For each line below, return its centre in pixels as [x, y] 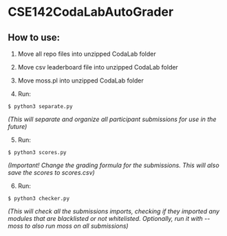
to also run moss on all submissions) [77, 226]
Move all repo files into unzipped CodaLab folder [87, 54]
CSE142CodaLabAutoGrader [91, 12]
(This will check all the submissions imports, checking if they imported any [113, 211]
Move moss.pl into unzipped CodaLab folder [80, 81]
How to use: [34, 37]
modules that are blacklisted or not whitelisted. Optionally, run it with [106, 218]
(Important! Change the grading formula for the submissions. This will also [113, 165]
